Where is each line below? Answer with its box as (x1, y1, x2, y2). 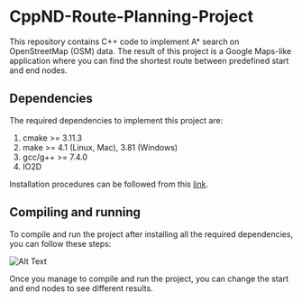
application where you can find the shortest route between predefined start (9, 55, 289, 66)
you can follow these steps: (9, 238, 112, 249)
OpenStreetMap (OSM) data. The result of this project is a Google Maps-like (9, 45, 292, 56)
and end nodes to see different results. (9, 282, 153, 294)
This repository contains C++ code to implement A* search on (9, 36, 240, 47)
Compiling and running (9, 205, 142, 220)
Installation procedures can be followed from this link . (9, 178, 209, 189)
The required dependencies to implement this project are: (9, 114, 224, 125)
